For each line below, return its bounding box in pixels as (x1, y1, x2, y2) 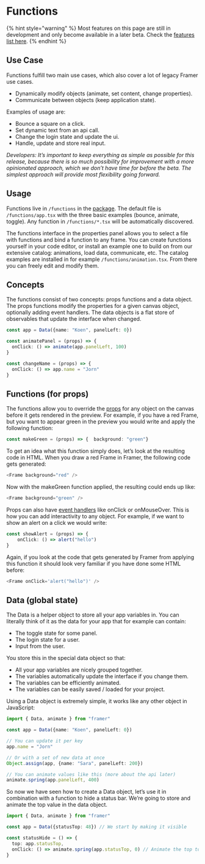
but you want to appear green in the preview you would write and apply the (6, 418, 195, 425)
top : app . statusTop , (12, 840, 64, 847)
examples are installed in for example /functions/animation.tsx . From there (6, 255, 198, 263)
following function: (6, 425, 54, 432)
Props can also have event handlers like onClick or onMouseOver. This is (6, 506, 189, 513)
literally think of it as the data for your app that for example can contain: (6, 618, 186, 625)
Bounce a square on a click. (15, 120, 85, 127)
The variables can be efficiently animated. (15, 679, 121, 687)
